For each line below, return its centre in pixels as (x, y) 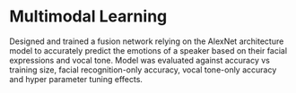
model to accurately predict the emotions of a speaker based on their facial (148, 50)
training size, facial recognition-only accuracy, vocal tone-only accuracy (143, 70)
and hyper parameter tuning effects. (76, 79)
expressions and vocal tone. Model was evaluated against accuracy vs (140, 60)
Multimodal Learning (88, 17)
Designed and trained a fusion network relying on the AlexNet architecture (147, 41)
